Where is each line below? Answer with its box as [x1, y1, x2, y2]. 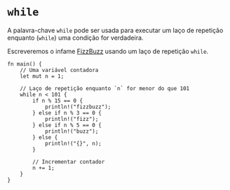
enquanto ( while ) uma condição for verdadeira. [7, 34, 144, 42]
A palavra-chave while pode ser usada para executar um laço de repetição [7, 26, 224, 34]
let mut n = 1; [20, 73, 65, 80]
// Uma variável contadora [20, 66, 99, 73]
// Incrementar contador [32, 158, 105, 166]
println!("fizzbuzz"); [44, 103, 111, 110]
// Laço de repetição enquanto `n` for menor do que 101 [20, 85, 190, 92]
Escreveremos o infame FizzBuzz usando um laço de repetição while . [7, 47, 209, 55]
